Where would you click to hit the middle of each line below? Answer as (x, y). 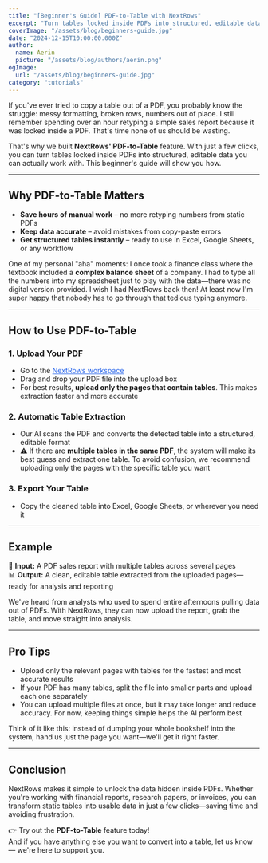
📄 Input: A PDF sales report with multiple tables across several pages (122, 566)
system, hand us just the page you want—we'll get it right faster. (114, 737)
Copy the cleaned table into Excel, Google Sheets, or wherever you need (139, 506)
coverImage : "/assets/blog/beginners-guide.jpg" (91, 30)
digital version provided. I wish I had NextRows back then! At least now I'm (131, 290)
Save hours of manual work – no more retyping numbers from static (132, 215)
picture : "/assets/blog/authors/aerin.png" (89, 61)
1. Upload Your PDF (46, 353)
